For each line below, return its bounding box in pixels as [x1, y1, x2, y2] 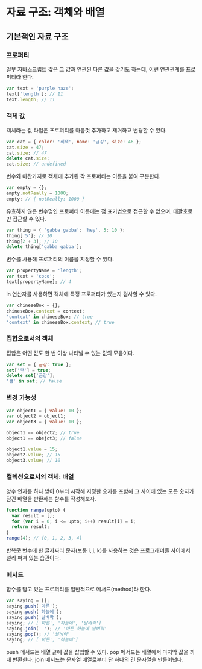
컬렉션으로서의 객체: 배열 [6, 473, 74, 481]
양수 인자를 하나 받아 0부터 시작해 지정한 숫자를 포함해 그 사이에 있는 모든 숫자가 [6, 487, 194, 494]
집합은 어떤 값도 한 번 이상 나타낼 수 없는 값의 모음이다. [6, 349, 134, 356]
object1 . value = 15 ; [6, 446, 58, 452]
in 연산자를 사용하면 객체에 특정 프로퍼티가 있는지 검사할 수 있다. [6, 290, 157, 297]
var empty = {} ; [6, 185, 47, 191]
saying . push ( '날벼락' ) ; [6, 614, 62, 620]
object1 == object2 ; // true [6, 430, 80, 436]
